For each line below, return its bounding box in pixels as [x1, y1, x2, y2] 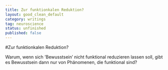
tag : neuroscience [5, 21, 44, 26]
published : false [5, 30, 42, 35]
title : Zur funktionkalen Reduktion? [5, 7, 84, 12]
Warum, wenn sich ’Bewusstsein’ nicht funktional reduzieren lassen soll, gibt [5, 54, 163, 60]
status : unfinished [5, 26, 46, 31]
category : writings [5, 16, 46, 21]
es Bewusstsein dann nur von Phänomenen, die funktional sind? [5, 59, 137, 65]
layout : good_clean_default [5, 12, 64, 17]
